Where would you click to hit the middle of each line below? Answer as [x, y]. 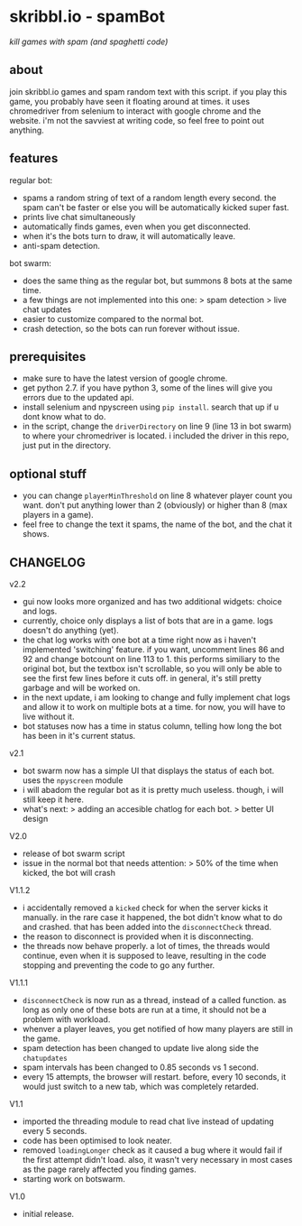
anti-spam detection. [61, 245]
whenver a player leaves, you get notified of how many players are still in [157, 1029]
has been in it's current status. [79, 736]
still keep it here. [53, 799]
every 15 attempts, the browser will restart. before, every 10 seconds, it [154, 1077]
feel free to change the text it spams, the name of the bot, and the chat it [157, 524]
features [34, 158]
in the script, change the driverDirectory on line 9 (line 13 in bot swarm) [157, 427]
